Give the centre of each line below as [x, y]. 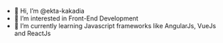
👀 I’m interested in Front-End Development [76, 18]
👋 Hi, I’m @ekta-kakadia [49, 11]
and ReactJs [32, 33]
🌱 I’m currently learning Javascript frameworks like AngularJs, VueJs [115, 26]
